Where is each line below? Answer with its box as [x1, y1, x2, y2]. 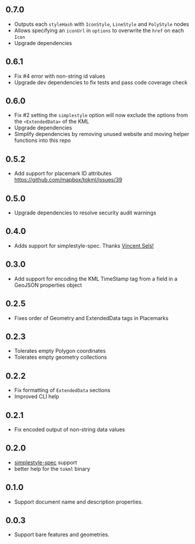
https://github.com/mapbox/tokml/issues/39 [14, 176, 123, 184]
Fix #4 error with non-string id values [14, 72, 106, 80]
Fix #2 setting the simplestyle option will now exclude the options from [14, 112, 188, 119]
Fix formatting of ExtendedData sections [14, 387, 111, 394]
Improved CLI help [14, 393, 60, 400]
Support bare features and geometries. [14, 531, 110, 538]
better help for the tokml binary [14, 465, 90, 472]
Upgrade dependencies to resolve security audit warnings [14, 209, 156, 216]
